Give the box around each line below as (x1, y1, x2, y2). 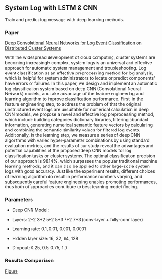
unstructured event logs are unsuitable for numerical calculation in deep (5, 107, 149, 112)
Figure (5, 268, 18, 274)
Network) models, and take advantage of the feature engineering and (5, 91, 144, 97)
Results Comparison (5, 257, 54, 264)
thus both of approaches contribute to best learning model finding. (5, 184, 138, 190)
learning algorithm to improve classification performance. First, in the (5, 96, 143, 102)
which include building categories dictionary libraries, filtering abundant (5, 117, 149, 123)
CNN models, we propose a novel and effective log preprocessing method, (5, 112, 154, 117)
